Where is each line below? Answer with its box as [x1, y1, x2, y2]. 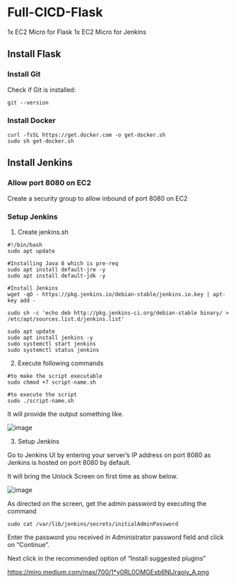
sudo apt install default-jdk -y [7, 272, 106, 279]
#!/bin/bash [7, 241, 42, 248]
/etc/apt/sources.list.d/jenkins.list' [7, 315, 125, 322]
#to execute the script [7, 391, 78, 398]
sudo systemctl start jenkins [7, 340, 97, 347]
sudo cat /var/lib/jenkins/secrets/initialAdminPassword [7, 520, 179, 527]
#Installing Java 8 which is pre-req [7, 259, 119, 267]
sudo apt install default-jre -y [7, 266, 106, 273]
